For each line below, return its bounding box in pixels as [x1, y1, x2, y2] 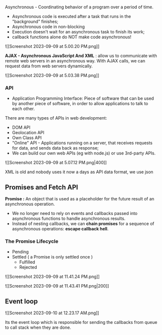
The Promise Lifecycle [5, 238, 59, 245]
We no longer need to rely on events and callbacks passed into [12, 211, 138, 216]
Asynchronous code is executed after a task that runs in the [12, 14, 132, 19]
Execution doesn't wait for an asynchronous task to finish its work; [12, 29, 145, 34]
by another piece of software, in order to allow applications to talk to [12, 101, 148, 107]
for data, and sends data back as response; [12, 145, 99, 151]
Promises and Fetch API [5, 183, 78, 191]
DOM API [12, 124, 30, 130]
